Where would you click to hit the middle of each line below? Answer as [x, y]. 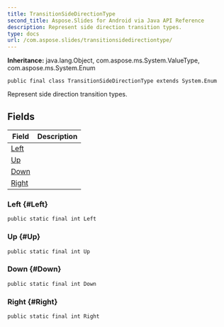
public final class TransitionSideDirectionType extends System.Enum [112, 81]
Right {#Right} [33, 301]
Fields [21, 117]
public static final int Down [52, 284]
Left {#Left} [28, 204]
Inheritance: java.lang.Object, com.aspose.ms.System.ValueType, [103, 60]
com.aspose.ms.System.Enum [51, 68]
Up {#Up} [24, 237]
